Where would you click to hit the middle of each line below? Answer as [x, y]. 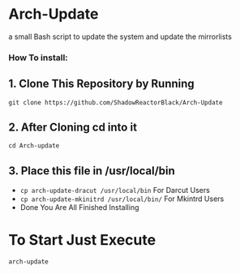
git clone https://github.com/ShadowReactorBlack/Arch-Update [116, 102]
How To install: [39, 58]
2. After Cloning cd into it [73, 128]
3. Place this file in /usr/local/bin [92, 171]
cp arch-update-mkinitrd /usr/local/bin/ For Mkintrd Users [122, 199]
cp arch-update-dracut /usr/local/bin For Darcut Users [115, 191]
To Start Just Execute [82, 240]
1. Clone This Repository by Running [101, 84]
